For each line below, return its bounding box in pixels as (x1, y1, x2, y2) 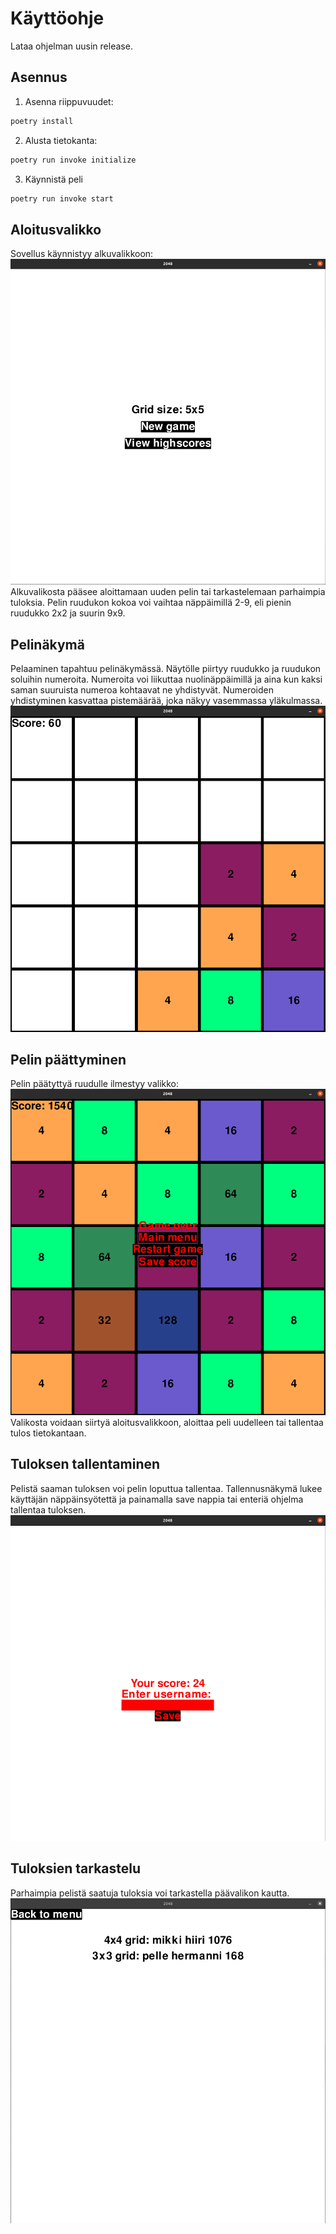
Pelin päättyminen (10, 1051, 127, 1068)
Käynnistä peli (24, 173, 84, 185)
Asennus (10, 69, 68, 86)
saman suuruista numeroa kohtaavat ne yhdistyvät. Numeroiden (10, 684, 274, 696)
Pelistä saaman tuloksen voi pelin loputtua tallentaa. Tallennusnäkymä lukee (10, 1482, 323, 1494)
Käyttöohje (10, 7, 105, 30)
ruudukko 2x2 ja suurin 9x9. (10, 607, 126, 619)
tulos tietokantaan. (10, 1427, 87, 1439)
